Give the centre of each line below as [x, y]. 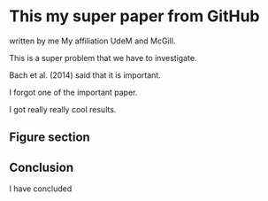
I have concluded [41, 189]
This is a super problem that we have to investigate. [103, 58]
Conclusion [42, 167]
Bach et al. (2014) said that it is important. [85, 75]
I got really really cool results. [63, 109]
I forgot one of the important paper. [73, 92]
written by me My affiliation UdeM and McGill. [92, 41]
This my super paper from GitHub [134, 16]
